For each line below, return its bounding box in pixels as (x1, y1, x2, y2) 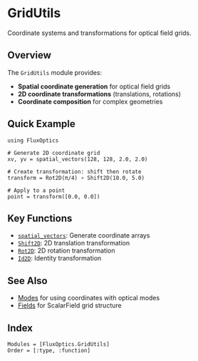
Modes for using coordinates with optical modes (17, 294, 160, 302)
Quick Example (7, 118, 76, 130)
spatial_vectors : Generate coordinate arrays (17, 231, 150, 240)
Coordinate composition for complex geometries (17, 97, 163, 106)
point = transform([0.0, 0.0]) (7, 193, 100, 200)
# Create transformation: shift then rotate (7, 168, 142, 176)
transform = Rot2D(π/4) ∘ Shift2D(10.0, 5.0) (7, 174, 145, 181)
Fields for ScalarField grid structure (17, 301, 123, 310)
